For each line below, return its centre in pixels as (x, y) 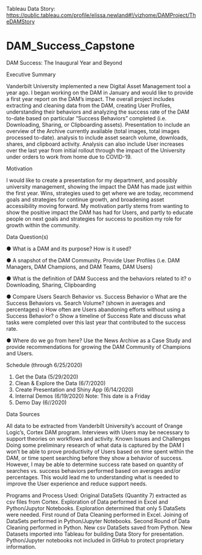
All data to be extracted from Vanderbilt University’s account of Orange (94, 426)
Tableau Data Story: (31, 9)
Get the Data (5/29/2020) (46, 377)
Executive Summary (31, 74)
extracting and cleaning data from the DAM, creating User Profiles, (89, 105)
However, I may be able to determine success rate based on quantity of (95, 464)
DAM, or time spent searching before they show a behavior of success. (95, 458)
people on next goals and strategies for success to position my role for (94, 219)
